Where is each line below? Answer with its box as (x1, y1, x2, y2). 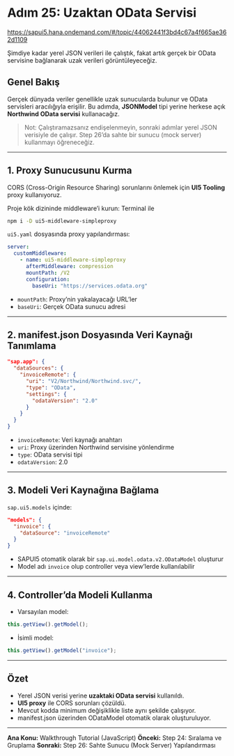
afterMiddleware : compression (25, 263, 114, 270)
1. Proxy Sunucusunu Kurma (7, 165, 132, 177)
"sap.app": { (7, 359, 45, 365)
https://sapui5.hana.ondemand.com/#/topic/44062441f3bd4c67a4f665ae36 (7, 28, 227, 36)
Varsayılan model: (17, 608, 69, 615)
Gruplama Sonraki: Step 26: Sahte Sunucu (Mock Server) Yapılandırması (7, 741, 216, 749)
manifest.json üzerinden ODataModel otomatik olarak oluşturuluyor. (17, 714, 211, 722)
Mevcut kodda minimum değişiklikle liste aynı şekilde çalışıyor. (17, 706, 196, 714)
